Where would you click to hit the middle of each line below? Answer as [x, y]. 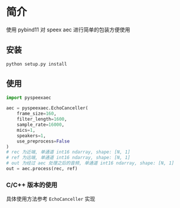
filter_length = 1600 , [42, 119]
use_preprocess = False [43, 141]
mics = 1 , [26, 130]
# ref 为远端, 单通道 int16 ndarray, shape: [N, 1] [68, 158]
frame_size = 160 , [37, 114]
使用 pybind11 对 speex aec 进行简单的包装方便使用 [68, 30]
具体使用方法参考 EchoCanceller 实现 [51, 199]
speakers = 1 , [31, 136]
